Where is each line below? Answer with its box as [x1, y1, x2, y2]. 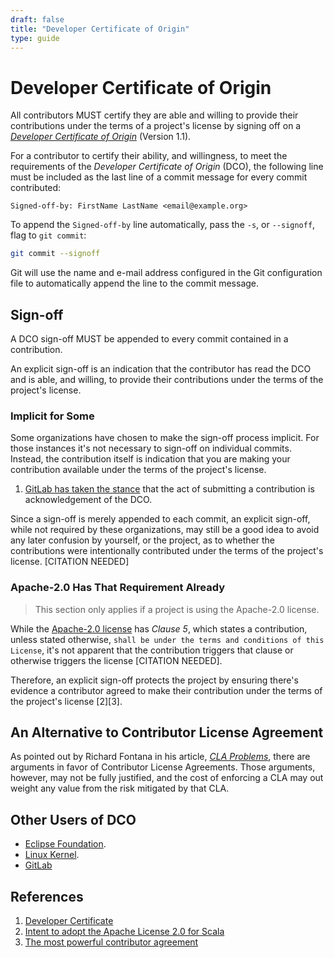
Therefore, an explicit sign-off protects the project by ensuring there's [10, 674, 299, 686]
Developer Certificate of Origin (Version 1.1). [10, 131, 192, 143]
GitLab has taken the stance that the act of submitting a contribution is [24, 483, 315, 495]
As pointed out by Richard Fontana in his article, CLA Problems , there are [10, 751, 311, 763]
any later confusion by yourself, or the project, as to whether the [10, 534, 276, 546]
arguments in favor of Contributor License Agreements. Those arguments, [10, 761, 316, 773]
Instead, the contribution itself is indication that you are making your [10, 453, 291, 465]
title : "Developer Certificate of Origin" [10, 24, 190, 34]
